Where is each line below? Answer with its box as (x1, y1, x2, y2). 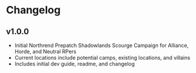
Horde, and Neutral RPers (14, 48, 77, 55)
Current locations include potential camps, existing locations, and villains (14, 54, 191, 61)
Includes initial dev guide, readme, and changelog (14, 60, 135, 67)
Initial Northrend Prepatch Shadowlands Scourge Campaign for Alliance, (14, 42, 189, 49)
